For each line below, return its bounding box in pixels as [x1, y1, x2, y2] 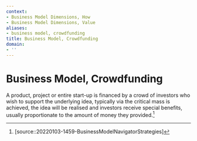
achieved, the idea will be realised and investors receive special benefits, [6, 104, 183, 111]
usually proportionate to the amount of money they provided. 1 [6, 110, 155, 118]
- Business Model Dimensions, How [6, 14, 91, 20]
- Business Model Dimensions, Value [6, 19, 96, 25]
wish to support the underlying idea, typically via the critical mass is [6, 98, 170, 105]
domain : [6, 42, 25, 48]
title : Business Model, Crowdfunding [6, 36, 98, 42]
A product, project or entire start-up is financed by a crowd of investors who [6, 92, 191, 99]
